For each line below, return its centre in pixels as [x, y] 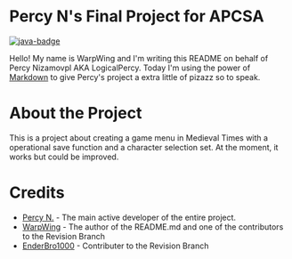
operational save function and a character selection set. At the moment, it [144, 147]
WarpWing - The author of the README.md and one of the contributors [153, 227]
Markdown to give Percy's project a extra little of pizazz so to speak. [135, 77]
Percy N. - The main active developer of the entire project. [129, 217]
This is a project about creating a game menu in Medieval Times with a [139, 138]
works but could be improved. [64, 157]
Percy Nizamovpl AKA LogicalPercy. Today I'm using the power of [130, 68]
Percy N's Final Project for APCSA [137, 16]
